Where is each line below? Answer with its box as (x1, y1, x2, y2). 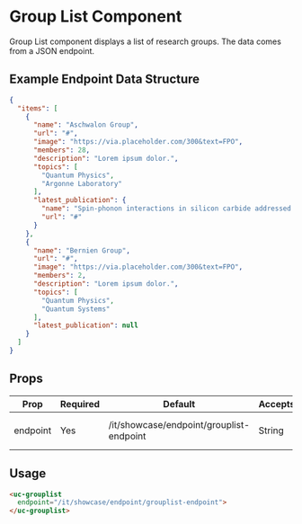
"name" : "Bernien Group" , (32, 245, 130, 255)
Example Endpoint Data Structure (9, 72, 200, 87)
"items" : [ (17, 103, 58, 113)
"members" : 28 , (32, 146, 91, 155)
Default (163, 397, 196, 410)
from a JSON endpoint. (9, 45, 95, 56)
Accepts (258, 397, 296, 410)
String (258, 424, 285, 437)
